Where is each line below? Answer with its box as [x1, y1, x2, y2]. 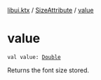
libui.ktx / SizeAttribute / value [7, 6, 94, 14]
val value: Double [7, 53, 61, 60]
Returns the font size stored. [7, 66, 90, 74]
